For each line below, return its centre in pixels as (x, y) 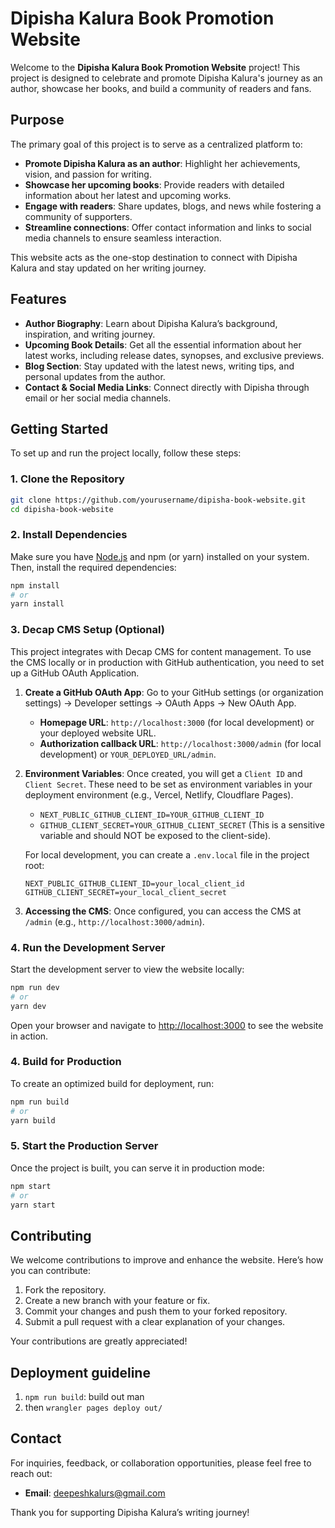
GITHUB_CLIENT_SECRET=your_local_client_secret (125, 892)
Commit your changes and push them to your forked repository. (156, 1311)
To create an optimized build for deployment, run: (112, 1083)
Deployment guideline (80, 1372)
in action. (29, 1036)
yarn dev (28, 1006)
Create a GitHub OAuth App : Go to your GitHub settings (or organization (174, 692)
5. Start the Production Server (84, 1146)
